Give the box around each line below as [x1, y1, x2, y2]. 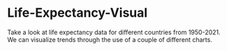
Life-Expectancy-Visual [7, 5, 148, 21]
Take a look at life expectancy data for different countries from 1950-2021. [7, 28, 221, 36]
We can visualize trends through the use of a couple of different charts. [7, 35, 213, 43]
